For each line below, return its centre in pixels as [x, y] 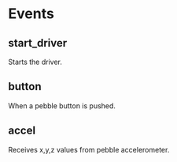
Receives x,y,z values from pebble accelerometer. [89, 149]
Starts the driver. [35, 62]
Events [31, 14]
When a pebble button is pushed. [62, 105]
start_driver [38, 43]
